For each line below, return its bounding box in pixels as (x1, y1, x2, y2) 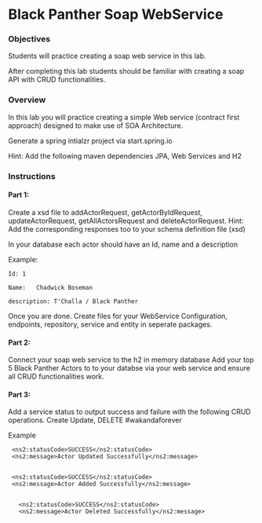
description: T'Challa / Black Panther (8, 297, 139, 305)
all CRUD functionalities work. (8, 371, 104, 382)
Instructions (8, 170, 56, 181)
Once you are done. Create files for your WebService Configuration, (8, 311, 227, 320)
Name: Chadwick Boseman (8, 283, 93, 291)
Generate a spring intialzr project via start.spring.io (8, 136, 173, 145)
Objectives (8, 34, 51, 45)
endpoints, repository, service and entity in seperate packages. (8, 320, 213, 329)
